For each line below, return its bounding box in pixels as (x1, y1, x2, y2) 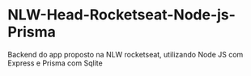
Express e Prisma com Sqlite (7, 58, 103, 68)
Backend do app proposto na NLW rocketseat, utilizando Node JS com (7, 49, 244, 59)
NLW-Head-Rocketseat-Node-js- (7, 6, 236, 24)
